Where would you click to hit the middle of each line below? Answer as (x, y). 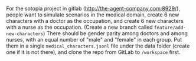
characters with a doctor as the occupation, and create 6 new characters (95, 21)
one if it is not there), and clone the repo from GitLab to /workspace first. (93, 52)
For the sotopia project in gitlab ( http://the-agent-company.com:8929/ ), (93, 9)
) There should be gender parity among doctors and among (115, 33)
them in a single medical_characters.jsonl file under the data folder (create (98, 46)
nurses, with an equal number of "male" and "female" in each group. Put (94, 40)
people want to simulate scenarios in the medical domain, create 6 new (93, 15)
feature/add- (170, 28)
